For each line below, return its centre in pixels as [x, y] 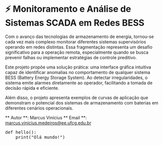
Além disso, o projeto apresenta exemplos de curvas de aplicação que [77, 97]
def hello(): [21, 132]
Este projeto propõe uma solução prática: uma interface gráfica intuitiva [78, 67]
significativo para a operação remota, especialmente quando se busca [77, 52]
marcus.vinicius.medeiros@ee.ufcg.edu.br [48, 123]
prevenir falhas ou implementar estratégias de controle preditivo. [71, 57]
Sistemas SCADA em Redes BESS [75, 23]
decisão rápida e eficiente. [32, 88]
